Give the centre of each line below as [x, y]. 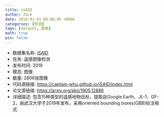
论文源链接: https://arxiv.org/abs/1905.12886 [58, 90]
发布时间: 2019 [27, 65]
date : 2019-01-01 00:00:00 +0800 [40, 19]
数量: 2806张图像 [30, 78]
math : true [16, 33]
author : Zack [19, 15]
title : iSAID [19, 10]
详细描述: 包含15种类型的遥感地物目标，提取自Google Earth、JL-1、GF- [85, 96]
